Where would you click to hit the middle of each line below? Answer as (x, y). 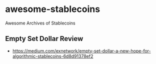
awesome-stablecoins (53, 9)
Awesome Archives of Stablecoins (40, 23)
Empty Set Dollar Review (44, 39)
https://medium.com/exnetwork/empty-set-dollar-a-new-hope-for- (81, 50)
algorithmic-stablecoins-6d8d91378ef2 (53, 56)
